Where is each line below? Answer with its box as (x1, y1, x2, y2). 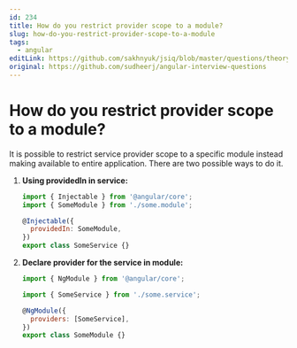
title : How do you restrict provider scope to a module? (9, 21, 224, 30)
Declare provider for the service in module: (21, 258, 184, 268)
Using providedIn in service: (21, 174, 128, 186)
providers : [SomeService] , (30, 314, 130, 323)
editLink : (9, 54, 46, 63)
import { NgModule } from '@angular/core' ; (21, 275, 186, 283)
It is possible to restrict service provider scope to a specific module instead (9, 148, 284, 159)
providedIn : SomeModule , (30, 225, 122, 234)
